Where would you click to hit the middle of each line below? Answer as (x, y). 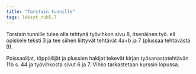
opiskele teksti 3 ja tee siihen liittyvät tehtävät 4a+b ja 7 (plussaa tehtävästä (98, 40)
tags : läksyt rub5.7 (32, 17)
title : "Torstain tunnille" (41, 12)
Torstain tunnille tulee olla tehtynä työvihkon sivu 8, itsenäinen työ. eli (91, 34)
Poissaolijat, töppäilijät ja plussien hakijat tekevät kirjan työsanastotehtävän (97, 58)
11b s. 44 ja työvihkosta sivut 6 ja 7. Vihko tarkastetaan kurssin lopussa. (93, 64)
